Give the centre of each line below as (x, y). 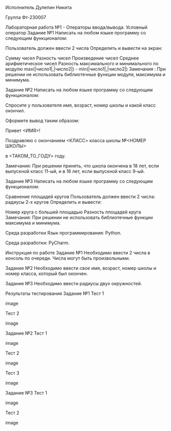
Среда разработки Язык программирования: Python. (63, 233)
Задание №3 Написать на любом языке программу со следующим (79, 181)
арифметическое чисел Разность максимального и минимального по (82, 63)
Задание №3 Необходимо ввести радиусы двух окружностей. (74, 283)
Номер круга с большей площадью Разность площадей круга (73, 212)
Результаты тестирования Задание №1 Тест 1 (55, 293)
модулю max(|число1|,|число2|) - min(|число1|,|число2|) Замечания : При (85, 69)
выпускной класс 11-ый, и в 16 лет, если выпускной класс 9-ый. (75, 171)
